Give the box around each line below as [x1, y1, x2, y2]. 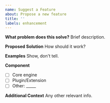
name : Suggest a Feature [5, 7, 56, 12]
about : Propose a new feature [5, 12, 67, 17]
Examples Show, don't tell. [5, 53, 59, 59]
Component [5, 62, 30, 68]
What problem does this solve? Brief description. [5, 34, 106, 40]
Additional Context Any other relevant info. [5, 93, 93, 99]
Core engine [12, 72, 38, 78]
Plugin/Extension [12, 78, 46, 83]
